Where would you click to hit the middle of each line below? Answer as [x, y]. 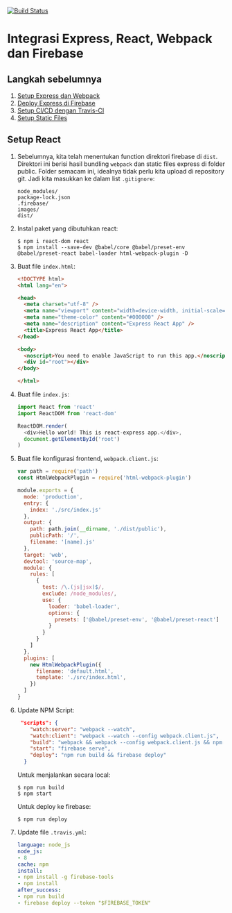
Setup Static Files [42, 118]
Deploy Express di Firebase [56, 103]
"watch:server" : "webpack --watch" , [83, 729]
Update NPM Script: [46, 710]
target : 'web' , [46, 555]
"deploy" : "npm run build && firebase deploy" [98, 755]
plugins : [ [39, 658]
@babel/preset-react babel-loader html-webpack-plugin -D [102, 253]
